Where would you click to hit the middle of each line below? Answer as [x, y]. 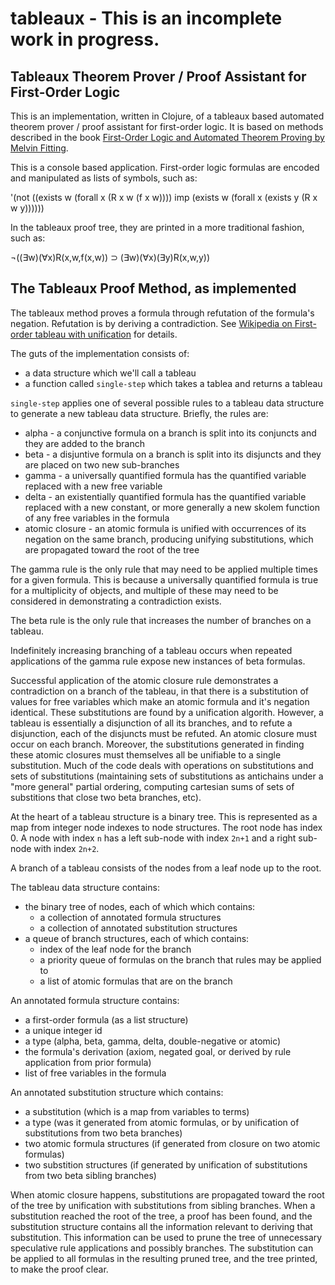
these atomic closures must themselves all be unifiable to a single [146, 754]
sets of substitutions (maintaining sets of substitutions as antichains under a [167, 776]
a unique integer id [63, 1030]
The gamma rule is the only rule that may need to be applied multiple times [164, 569]
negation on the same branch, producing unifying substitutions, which [169, 539]
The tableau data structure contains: [85, 887]
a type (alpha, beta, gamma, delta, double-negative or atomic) [153, 1041]
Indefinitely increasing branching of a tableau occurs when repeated [151, 650]
